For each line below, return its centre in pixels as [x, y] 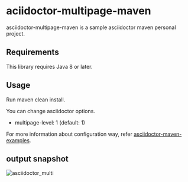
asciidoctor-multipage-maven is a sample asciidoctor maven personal [91, 27]
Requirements [33, 52]
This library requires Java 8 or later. [49, 66]
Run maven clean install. [36, 100]
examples [18, 140]
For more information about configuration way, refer [69, 134]
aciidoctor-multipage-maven [79, 11]
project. [16, 33]
